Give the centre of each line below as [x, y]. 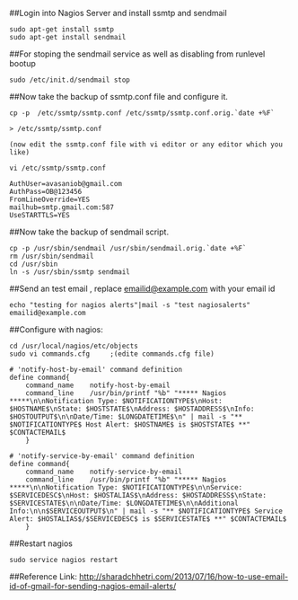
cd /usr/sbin [34, 264]
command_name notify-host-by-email [98, 385]
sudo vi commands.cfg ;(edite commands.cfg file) [112, 354]
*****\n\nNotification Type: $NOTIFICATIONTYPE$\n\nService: [126, 488]
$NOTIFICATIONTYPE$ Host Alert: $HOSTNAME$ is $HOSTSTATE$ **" [130, 425]
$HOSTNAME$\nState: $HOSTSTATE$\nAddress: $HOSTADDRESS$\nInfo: [132, 409]
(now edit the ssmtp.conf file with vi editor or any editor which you [146, 145]
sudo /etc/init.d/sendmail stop [70, 80]
